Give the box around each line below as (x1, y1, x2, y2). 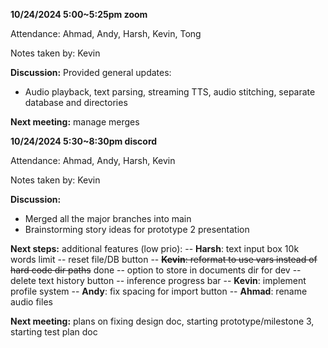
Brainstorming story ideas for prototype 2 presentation (24, 224, 250, 235)
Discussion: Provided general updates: (10, 67, 172, 78)
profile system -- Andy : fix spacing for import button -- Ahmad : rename (10, 285, 308, 297)
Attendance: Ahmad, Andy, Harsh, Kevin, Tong (10, 28, 202, 39)
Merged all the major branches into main (24, 213, 192, 224)
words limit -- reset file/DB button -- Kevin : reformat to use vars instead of (10, 254, 318, 265)
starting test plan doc (10, 326, 98, 338)
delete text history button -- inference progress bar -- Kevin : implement (10, 275, 307, 286)
